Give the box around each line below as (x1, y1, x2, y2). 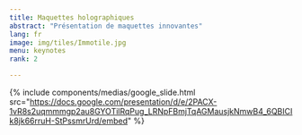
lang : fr (9, 30, 42, 38)
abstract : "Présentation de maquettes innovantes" (9, 21, 203, 30)
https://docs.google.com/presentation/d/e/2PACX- (30, 97, 218, 107)
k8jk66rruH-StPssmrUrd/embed (9, 115, 129, 126)
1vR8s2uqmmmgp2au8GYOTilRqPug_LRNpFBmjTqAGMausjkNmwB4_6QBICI (9, 106, 293, 116)
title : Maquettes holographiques (9, 13, 135, 22)
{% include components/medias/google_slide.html (9, 87, 196, 97)
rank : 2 (9, 55, 39, 63)
